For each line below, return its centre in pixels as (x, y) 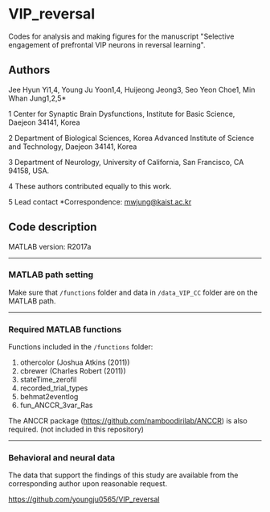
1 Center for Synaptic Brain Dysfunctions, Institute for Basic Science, (122, 114)
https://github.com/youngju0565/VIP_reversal (84, 499)
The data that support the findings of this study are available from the (123, 475)
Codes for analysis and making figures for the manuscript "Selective (121, 36)
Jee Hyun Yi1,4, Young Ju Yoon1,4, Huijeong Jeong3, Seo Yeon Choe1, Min (132, 89)
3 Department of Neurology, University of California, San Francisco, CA (126, 162)
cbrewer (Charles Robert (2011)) (73, 371)
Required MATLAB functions (65, 329)
